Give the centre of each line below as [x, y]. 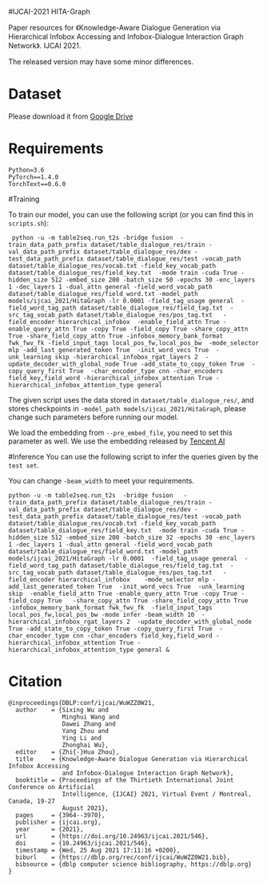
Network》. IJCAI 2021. [45, 46]
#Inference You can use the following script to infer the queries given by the [133, 456]
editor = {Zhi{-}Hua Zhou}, [68, 752]
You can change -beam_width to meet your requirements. [101, 480]
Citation [35, 682]
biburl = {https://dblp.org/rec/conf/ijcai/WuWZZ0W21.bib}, [123, 857]
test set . [24, 465]
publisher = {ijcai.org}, [59, 822]
